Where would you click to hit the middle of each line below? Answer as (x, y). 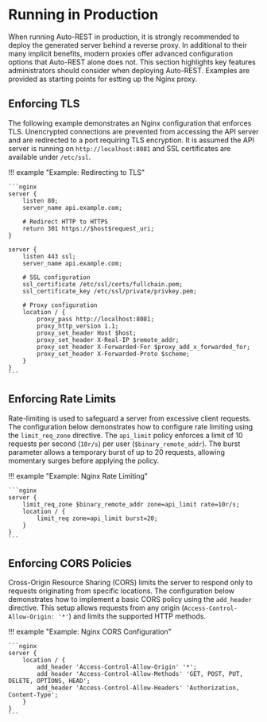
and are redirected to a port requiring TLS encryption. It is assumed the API (131, 140)
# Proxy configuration (60, 305)
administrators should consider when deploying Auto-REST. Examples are (129, 70)
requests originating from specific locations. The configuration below (121, 591)
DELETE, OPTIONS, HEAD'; (49, 681)
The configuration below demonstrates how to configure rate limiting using (131, 426)
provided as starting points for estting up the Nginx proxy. (103, 79)
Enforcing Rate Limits (62, 399)
